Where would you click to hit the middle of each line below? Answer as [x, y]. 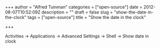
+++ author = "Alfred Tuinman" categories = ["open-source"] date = [74, 7]
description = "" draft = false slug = [77, 12]
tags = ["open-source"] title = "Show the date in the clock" [87, 17]
